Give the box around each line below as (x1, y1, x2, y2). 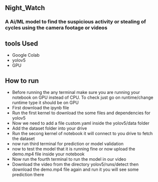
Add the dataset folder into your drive (12, 125, 87, 131)
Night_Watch (5, 4, 45, 12)
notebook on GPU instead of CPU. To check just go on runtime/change (12, 94, 154, 100)
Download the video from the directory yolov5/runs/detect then (12, 161, 139, 167)
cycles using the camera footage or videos (5, 24, 108, 31)
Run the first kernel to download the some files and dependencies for (12, 110, 151, 116)
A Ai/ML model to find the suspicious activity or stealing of (5, 18, 146, 25)
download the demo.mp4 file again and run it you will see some (12, 167, 139, 172)
